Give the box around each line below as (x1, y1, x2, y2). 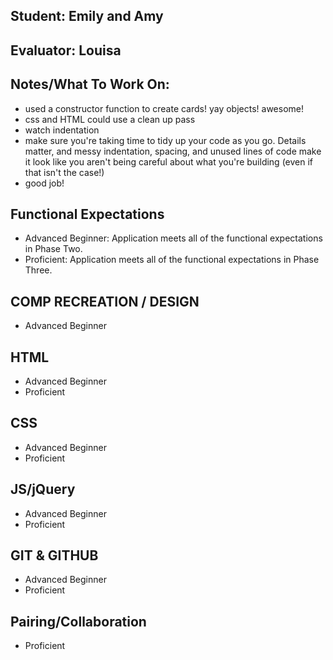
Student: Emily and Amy (10, 8, 164, 25)
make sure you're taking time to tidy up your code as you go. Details (24, 134, 307, 146)
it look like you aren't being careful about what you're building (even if (24, 155, 314, 168)
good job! (24, 177, 65, 189)
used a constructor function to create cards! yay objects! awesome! (24, 102, 304, 114)
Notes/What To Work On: (10, 76, 170, 93)
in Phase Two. (24, 243, 83, 255)
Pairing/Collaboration (10, 613, 147, 630)
